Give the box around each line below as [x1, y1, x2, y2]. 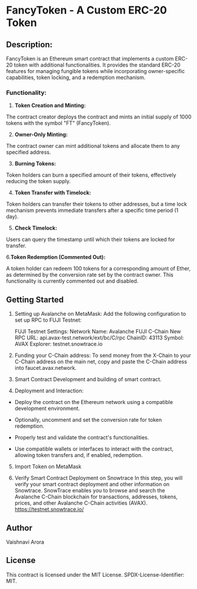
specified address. [6, 148, 51, 156]
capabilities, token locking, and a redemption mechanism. [6, 74, 146, 81]
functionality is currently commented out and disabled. [6, 277, 139, 284]
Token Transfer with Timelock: [14, 189, 91, 196]
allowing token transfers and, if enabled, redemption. [14, 452, 143, 459]
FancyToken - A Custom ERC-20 [6, 4, 168, 17]
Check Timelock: [14, 224, 58, 231]
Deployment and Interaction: [14, 387, 84, 395]
